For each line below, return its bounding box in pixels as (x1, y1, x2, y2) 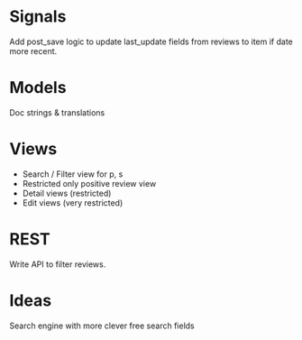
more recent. (9, 45, 58, 56)
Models (9, 78, 67, 98)
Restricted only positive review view (22, 178, 157, 188)
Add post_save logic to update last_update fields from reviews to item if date (9, 36, 293, 47)
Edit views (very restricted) (22, 197, 124, 208)
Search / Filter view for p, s (22, 169, 124, 179)
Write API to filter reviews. (9, 259, 106, 270)
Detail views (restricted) (22, 188, 112, 198)
